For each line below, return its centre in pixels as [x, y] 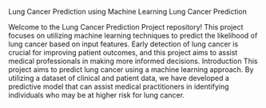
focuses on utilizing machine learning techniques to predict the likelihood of [133, 36]
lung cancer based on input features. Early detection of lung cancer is [123, 44]
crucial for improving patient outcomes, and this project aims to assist [123, 52]
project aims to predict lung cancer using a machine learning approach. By [131, 70]
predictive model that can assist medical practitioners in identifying [119, 86]
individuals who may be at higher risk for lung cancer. [97, 95]
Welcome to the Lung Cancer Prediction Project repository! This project [126, 27]
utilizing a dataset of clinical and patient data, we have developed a [119, 78]
